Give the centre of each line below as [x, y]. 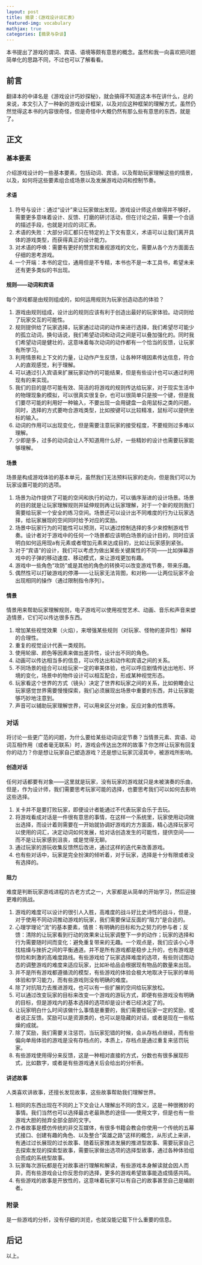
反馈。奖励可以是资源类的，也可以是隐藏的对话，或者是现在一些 [110, 1018]
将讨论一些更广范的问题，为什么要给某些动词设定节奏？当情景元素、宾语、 [98, 737]
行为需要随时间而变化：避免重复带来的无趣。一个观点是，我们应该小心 [102, 942]
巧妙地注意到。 [39, 698]
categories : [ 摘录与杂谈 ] [36, 34]
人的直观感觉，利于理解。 [47, 365]
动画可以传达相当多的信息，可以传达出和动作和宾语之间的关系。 [94, 660]
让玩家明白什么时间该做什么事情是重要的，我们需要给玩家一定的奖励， [102, 1010]
